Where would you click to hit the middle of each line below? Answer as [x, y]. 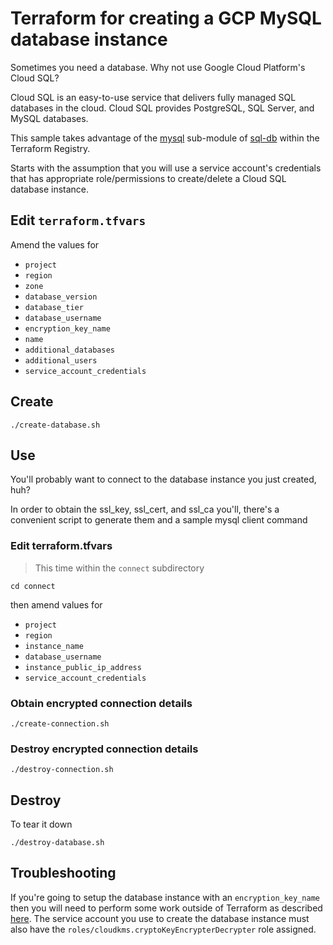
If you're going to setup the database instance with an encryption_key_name [165, 897]
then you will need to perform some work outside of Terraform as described [166, 908]
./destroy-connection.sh [62, 770]
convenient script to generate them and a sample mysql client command [159, 520]
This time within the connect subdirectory [119, 568]
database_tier [54, 307]
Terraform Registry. [50, 148]
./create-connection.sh [60, 723]
